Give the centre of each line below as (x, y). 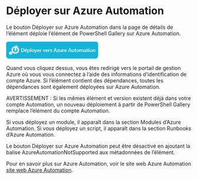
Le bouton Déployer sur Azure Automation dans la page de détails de (90, 27)
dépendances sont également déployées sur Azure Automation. (83, 87)
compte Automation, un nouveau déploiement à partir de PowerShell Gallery (98, 104)
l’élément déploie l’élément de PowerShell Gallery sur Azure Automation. (94, 33)
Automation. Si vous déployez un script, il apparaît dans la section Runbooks (99, 128)
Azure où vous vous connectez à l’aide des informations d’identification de (96, 74)
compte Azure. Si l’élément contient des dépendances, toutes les (85, 80)
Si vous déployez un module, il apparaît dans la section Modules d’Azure (94, 122)
